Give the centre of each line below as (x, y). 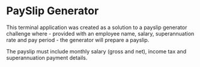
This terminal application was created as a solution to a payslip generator (97, 27)
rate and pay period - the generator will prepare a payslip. (78, 40)
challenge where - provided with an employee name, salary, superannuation (100, 33)
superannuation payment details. (47, 58)
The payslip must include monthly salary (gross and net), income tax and (96, 51)
